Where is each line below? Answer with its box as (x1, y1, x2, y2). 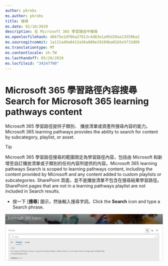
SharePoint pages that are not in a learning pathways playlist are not (5, 183, 146, 189)
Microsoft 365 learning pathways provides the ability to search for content (5, 129, 158, 135)
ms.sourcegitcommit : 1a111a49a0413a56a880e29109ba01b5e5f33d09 (5, 40, 140, 45)
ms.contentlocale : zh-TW (5, 50, 57, 55)
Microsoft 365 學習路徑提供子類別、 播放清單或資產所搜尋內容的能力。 (5, 123, 150, 129)
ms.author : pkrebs (5, 13, 43, 18)
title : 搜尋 (5, 18, 28, 23)
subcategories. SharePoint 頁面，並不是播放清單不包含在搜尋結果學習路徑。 (5, 177, 161, 183)
